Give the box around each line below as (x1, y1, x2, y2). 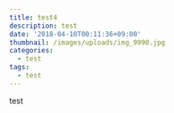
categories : (9, 46, 54, 55)
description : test (9, 21, 78, 30)
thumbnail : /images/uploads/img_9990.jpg (9, 37, 166, 47)
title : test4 (9, 12, 58, 22)
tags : (9, 63, 29, 72)
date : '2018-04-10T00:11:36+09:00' (9, 29, 142, 38)
